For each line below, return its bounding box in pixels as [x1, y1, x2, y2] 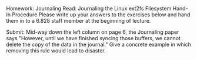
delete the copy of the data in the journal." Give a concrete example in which [6, 41, 192, 48]
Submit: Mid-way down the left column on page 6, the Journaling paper [6, 29, 179, 36]
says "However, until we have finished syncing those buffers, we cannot [6, 35, 181, 41]
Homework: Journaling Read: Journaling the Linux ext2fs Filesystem [6, 5, 172, 12]
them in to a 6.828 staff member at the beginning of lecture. [6, 17, 151, 24]
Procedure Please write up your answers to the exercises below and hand [11, 11, 191, 18]
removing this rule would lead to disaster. [6, 47, 106, 54]
